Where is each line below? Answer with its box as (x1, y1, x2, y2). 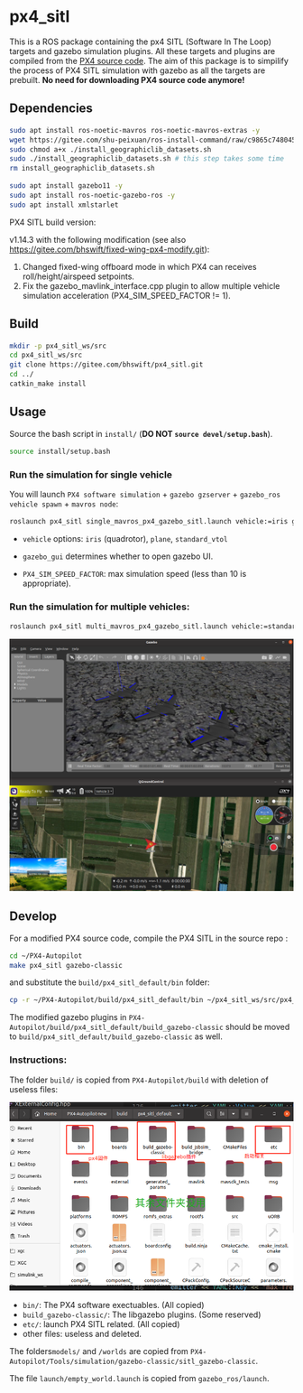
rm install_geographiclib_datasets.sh (9, 164, 155, 173)
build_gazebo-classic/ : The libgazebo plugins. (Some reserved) (22, 1309, 262, 1320)
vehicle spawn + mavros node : (9, 498, 119, 509)
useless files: (9, 1083, 59, 1094)
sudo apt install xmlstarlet (9, 200, 119, 209)
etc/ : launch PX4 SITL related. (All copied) (22, 1318, 180, 1329)
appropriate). (22, 578, 72, 589)
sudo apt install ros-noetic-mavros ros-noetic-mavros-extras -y (9, 125, 260, 135)
